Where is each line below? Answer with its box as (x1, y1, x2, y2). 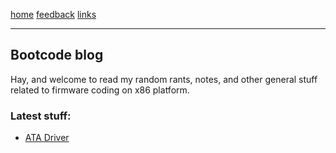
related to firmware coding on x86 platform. (10, 84, 190, 96)
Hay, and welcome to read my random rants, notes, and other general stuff (10, 73, 318, 85)
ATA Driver (24, 132, 70, 144)
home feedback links (10, 9, 97, 20)
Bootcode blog (10, 47, 104, 64)
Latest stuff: (10, 109, 72, 123)
